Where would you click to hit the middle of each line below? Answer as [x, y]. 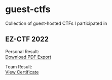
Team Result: [19, 66]
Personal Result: [22, 51]
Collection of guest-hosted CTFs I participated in [56, 23]
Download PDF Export [28, 57]
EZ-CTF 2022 [27, 39]
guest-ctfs [28, 9]
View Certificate [22, 72]
